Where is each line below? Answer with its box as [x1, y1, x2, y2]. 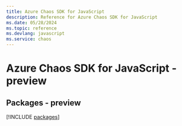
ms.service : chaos [6, 36, 52, 42]
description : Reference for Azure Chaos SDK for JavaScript [6, 14, 158, 20]
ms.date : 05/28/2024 [6, 20, 58, 25]
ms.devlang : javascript [6, 31, 65, 37]
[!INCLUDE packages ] [6, 114, 60, 120]
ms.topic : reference [6, 25, 58, 31]
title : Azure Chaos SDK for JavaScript [6, 8, 105, 15]
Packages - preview [6, 98, 81, 108]
